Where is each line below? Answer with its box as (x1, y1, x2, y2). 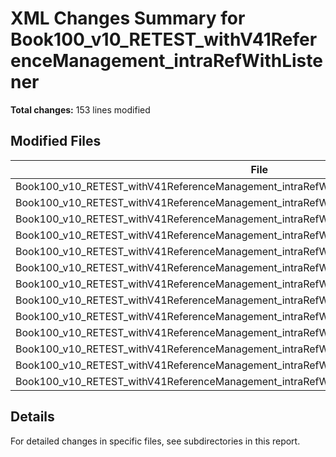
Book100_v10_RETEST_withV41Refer (10, 28, 318, 51)
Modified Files (10, 133, 102, 150)
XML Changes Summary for (10, 7, 246, 30)
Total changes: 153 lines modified (10, 103, 151, 116)
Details (10, 408, 55, 426)
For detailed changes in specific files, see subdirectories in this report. (10, 435, 301, 447)
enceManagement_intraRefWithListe (10, 50, 323, 72)
